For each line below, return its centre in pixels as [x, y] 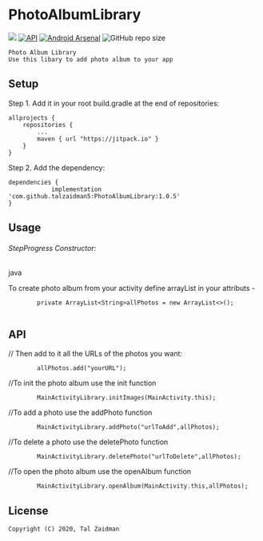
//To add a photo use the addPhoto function [80, 412]
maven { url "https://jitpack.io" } [98, 139]
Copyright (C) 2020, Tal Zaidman [64, 529]
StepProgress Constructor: [52, 248]
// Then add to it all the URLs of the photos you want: [95, 354]
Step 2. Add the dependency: [57, 167]
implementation [76, 189]
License [28, 510]
